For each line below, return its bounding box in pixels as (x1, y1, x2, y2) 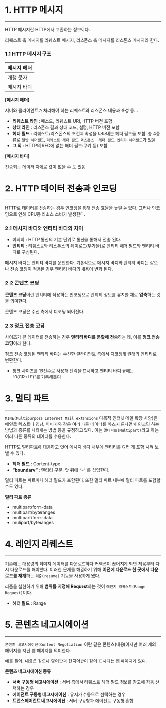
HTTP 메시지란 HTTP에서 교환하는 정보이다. (5, 26, 90, 32)
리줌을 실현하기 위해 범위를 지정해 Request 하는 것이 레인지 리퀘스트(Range (5, 583, 146, 589)
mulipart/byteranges (12, 520, 54, 525)
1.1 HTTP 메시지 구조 (5, 50, 52, 57)
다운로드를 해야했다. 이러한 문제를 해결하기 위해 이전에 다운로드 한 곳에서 (10, 566, 150, 572)
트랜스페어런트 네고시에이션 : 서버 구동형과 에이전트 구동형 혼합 (12, 697, 134, 703)
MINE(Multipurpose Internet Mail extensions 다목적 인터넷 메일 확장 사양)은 (5, 415, 158, 421)
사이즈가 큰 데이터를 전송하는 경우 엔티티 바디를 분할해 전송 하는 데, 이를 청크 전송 (5, 334, 160, 340)
